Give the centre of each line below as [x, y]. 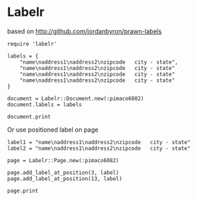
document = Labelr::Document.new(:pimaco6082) [76, 98]
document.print [29, 116]
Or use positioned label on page [53, 130]
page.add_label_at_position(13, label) [65, 178]
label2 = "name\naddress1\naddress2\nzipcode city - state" [99, 148]
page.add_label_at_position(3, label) [63, 173]
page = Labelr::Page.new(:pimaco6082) [63, 160]
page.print [23, 191]
